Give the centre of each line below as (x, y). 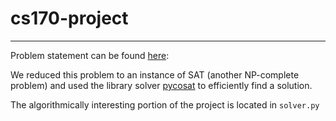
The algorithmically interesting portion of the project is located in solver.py (165, 104)
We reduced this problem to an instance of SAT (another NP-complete (155, 74)
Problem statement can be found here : (90, 55)
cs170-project (69, 18)
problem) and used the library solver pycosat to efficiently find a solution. (161, 85)
